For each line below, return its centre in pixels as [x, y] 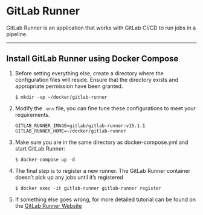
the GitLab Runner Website [48, 205]
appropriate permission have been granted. [69, 86]
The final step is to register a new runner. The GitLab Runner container [103, 170]
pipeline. [17, 34]
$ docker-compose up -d [45, 160]
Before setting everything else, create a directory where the [89, 73]
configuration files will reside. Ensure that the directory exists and [97, 79]
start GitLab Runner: [40, 148]
